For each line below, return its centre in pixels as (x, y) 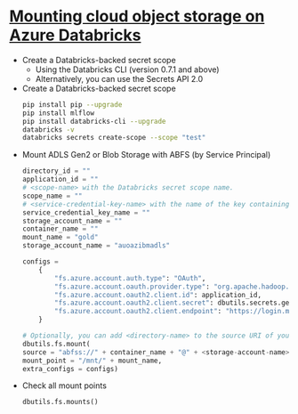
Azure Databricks (75, 35)
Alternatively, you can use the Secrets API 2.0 (119, 78)
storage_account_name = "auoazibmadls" (96, 246)
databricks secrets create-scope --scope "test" (114, 138)
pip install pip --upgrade (72, 104)
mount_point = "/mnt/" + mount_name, (92, 361)
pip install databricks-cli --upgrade (94, 121)
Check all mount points (64, 386)
